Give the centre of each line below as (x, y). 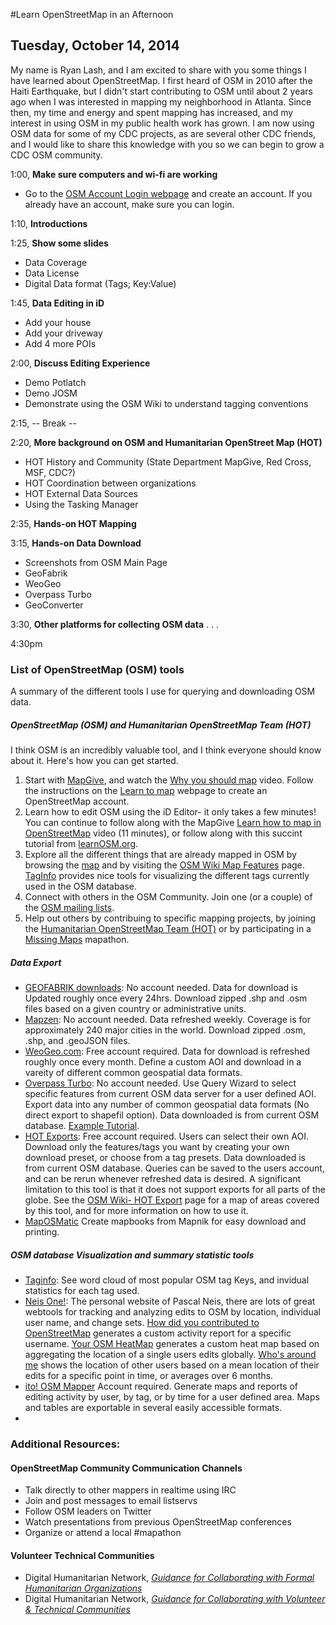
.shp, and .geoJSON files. (77, 1041)
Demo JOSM (51, 393)
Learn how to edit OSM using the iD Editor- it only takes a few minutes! (170, 812)
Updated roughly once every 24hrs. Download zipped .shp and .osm (166, 998)
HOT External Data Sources (81, 493)
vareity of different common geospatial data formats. (133, 1073)
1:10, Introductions (49, 223)
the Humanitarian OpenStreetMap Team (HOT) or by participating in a (168, 929)
